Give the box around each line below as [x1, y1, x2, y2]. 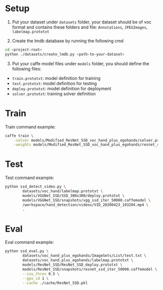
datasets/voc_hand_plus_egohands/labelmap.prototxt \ [22, 258, 133, 263]
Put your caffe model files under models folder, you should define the [12, 60, 149, 66]
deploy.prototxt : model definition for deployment [12, 86, 112, 91]
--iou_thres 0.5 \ [22, 271, 60, 276]
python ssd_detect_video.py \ [5, 184, 66, 189]
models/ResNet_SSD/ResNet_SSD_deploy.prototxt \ [22, 262, 123, 267]
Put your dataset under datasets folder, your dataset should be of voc [12, 19, 152, 25]
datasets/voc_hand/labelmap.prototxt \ [22, 189, 103, 194]
